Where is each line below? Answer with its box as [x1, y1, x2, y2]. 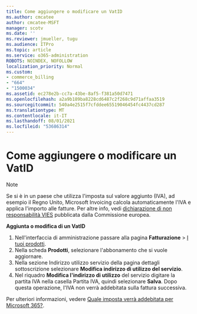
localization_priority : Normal [6, 63, 83, 70]
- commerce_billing [6, 74, 54, 80]
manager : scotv [6, 25, 44, 31]
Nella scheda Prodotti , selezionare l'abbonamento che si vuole [14, 246, 168, 253]
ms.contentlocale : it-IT [6, 113, 67, 118]
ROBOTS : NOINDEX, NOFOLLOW [6, 58, 73, 64]
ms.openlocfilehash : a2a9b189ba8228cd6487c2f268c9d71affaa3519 [6, 96, 165, 102]
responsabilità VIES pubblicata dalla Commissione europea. [6, 211, 151, 218]
